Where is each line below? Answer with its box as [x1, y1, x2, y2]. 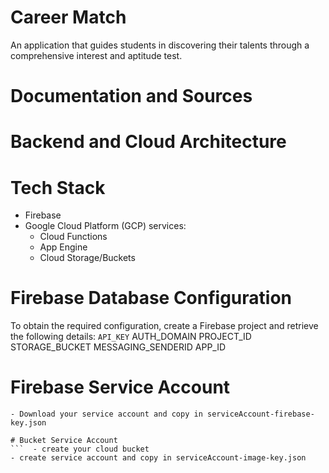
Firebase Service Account [10, 376, 231, 399]
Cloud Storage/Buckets [39, 252, 136, 264]
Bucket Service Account [19, 436, 118, 446]
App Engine [39, 241, 88, 253]
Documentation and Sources [10, 85, 253, 108]
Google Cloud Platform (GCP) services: [24, 220, 187, 232]
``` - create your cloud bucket [10, 444, 150, 455]
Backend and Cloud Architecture [10, 131, 287, 153]
